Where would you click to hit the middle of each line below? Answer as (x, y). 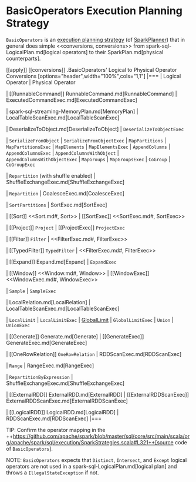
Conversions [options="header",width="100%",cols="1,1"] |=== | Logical (94, 76)
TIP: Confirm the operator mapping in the (56, 430)
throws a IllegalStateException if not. (53, 473)
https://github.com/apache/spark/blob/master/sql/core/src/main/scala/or (101, 436)
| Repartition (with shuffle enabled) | (51, 175)
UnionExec (18, 325)
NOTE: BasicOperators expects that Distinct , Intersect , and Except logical (97, 460)
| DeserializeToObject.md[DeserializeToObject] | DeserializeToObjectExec (95, 129)
